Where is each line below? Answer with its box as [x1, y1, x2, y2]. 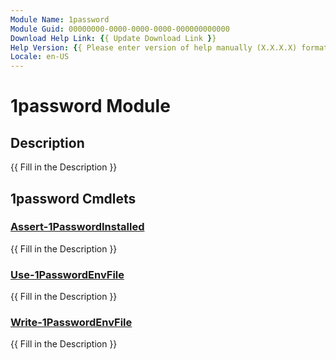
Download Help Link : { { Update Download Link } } [10, 33, 217, 43]
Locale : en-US [10, 52, 70, 62]
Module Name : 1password [10, 14, 110, 25]
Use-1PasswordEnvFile [10, 267, 125, 281]
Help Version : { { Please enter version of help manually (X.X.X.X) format [10, 42, 329, 53]
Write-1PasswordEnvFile [10, 316, 133, 330]
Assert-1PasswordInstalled [10, 220, 145, 234]
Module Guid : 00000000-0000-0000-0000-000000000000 [10, 24, 230, 34]
